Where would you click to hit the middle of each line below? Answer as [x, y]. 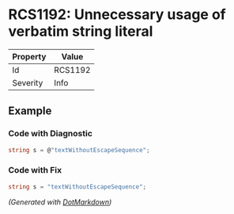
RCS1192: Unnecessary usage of [117, 15]
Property [29, 56]
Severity [28, 82]
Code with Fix [35, 170]
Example [30, 111]
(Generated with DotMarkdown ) [60, 202]
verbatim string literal [81, 31]
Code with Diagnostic [51, 134]
